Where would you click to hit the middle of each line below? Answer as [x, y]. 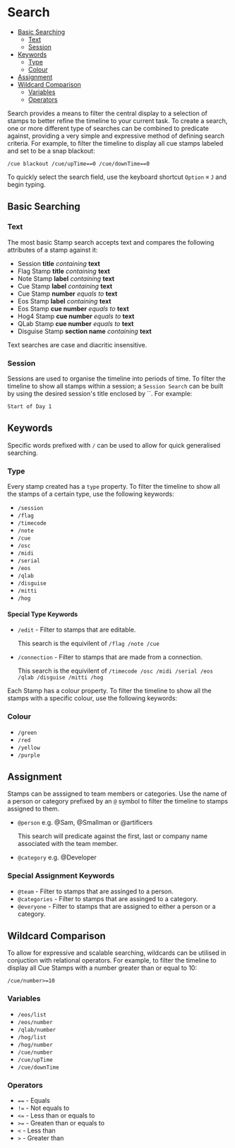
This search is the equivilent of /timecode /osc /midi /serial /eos [115, 671]
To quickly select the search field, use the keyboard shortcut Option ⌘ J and [117, 177]
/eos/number [35, 1022]
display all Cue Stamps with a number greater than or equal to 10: [102, 968]
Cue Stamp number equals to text [67, 294]
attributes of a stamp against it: [53, 250]
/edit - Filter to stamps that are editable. [77, 630]
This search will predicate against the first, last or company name [113, 836]
